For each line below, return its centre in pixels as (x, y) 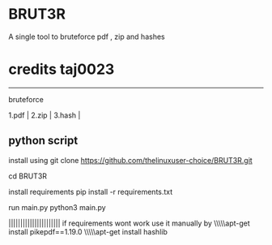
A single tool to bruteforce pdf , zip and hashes (87, 37)
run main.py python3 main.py (57, 207)
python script (43, 141)
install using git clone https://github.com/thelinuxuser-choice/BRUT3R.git (130, 160)
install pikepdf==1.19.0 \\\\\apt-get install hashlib (88, 231)
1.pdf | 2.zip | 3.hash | (45, 115)
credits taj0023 (62, 69)
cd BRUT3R (28, 176)
